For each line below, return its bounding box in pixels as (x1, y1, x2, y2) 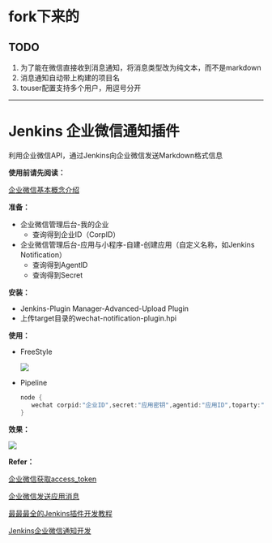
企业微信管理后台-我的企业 (19, 219, 109, 229)
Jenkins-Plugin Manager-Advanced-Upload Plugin (19, 304, 189, 313)
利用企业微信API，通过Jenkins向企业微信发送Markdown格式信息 (8, 150, 223, 160)
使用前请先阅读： (8, 167, 66, 177)
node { (19, 393, 43, 402)
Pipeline (19, 377, 48, 387)
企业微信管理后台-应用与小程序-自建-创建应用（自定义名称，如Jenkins (19, 239, 255, 249)
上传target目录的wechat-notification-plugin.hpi (19, 313, 176, 323)
